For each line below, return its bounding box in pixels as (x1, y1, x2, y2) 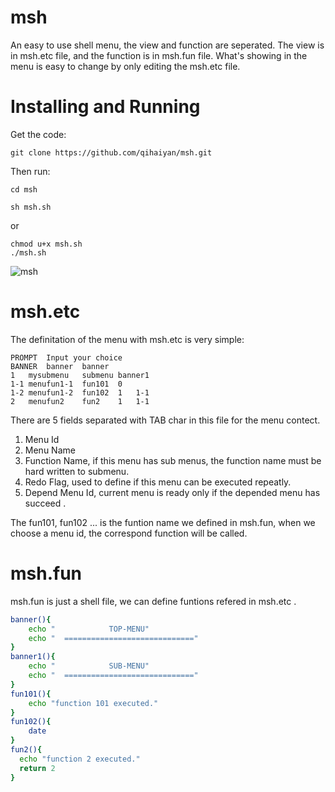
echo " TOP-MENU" (28, 624, 150, 634)
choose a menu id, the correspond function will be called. (10, 527, 248, 539)
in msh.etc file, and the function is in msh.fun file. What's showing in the (10, 49, 308, 61)
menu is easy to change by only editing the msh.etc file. (10, 60, 241, 72)
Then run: (10, 165, 51, 177)
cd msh (10, 184, 38, 195)
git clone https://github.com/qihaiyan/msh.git (10, 147, 213, 158)
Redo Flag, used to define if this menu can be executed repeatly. (24, 476, 292, 488)
